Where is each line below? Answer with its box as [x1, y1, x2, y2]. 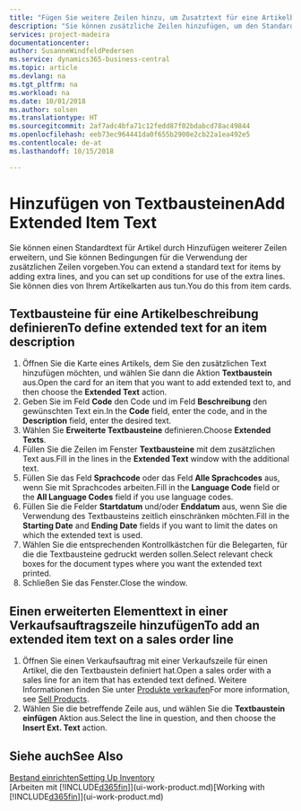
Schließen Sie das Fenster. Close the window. [21, 577, 188, 588]
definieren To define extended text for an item [9, 320, 267, 335]
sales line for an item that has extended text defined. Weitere [21, 674, 247, 685]
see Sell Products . [21, 693, 90, 705]
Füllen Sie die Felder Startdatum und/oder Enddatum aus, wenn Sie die [21, 501, 288, 512]
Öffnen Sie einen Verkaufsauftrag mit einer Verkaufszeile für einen [21, 656, 268, 666]
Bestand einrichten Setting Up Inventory [9, 772, 155, 782]
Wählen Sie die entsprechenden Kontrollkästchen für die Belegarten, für [21, 540, 288, 551]
